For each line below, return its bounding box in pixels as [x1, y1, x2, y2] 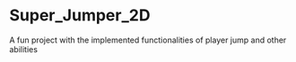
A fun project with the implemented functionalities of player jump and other [9, 35, 287, 45]
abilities [9, 43, 39, 54]
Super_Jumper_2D [9, 5, 151, 26]
